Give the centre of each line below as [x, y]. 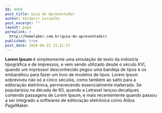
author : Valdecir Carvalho [32, 18]
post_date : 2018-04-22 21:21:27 [38, 45]
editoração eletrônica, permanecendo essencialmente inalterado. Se [73, 85]
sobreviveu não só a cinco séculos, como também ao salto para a [71, 80]
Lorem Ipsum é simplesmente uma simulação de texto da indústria [72, 59]
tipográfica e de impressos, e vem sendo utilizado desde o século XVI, [75, 64]
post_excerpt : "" [23, 23]
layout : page [18, 28]
